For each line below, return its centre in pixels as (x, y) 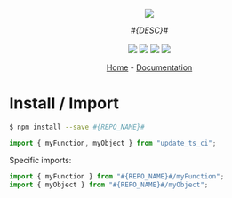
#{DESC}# (149, 30)
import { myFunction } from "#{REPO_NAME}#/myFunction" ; (117, 176)
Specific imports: (40, 160)
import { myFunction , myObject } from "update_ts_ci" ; (113, 143)
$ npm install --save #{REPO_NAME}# (77, 127)
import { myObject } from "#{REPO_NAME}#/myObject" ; (109, 185)
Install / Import (64, 103)
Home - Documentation (149, 67)
